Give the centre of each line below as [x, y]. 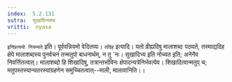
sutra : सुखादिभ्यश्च [32, 20]
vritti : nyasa [29, 27]
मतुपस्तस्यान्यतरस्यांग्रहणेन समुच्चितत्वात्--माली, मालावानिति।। [76, 70]
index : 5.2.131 [31, 14]
